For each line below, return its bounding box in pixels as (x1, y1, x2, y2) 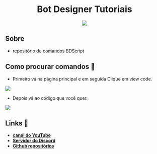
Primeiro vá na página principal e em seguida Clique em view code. (12, 75, 152, 82)
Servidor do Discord (12, 137, 56, 144)
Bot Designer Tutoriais (37, 4, 132, 15)
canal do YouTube (12, 132, 51, 138)
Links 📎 (5, 119, 29, 127)
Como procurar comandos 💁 (5, 62, 96, 71)
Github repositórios (12, 143, 54, 149)
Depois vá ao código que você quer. (12, 95, 88, 101)
